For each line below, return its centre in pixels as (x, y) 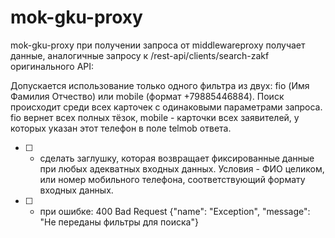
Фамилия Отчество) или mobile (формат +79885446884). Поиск (147, 96)
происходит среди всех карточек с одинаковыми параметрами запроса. (166, 107)
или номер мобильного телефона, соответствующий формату (172, 179)
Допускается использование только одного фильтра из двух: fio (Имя (160, 85)
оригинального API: (52, 66)
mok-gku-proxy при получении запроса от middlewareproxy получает (158, 45)
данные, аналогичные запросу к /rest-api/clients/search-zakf (140, 55)
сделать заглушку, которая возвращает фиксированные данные (177, 158)
